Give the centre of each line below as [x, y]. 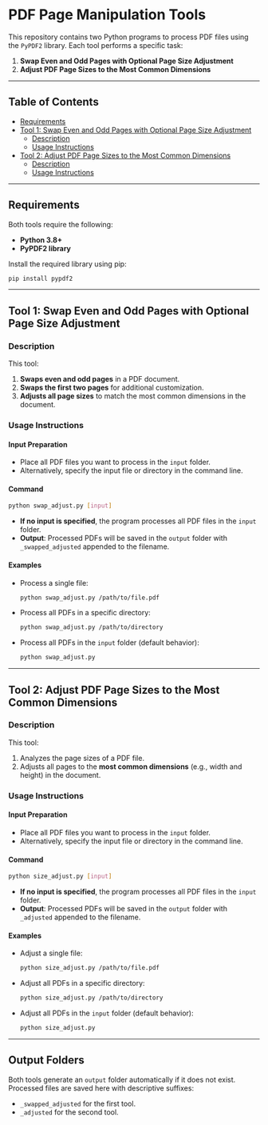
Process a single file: [54, 583]
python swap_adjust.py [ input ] [60, 506]
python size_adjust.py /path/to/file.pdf [89, 968]
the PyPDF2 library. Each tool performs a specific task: [96, 45]
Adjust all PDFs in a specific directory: [82, 983]
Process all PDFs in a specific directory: [85, 613]
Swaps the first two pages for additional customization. [112, 388]
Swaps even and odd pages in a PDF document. [100, 379]
